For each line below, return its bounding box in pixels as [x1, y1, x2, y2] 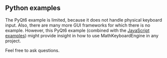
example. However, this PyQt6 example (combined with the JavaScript [5, 27, 150, 33]
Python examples [5, 4, 61, 12]
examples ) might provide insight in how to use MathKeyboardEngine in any [5, 32, 159, 38]
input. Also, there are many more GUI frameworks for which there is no [5, 22, 151, 28]
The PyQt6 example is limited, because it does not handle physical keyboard [5, 17, 163, 23]
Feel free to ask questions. [5, 47, 60, 53]
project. [5, 38, 21, 44]
